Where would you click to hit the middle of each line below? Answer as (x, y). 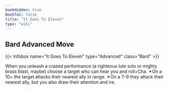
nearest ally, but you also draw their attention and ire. (60, 82)
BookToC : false (21, 15)
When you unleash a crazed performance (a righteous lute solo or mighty (81, 66)
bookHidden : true (23, 10)
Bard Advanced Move (40, 44)
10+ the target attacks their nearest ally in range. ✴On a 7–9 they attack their (84, 77)
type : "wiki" (19, 24)
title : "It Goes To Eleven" (35, 19)
